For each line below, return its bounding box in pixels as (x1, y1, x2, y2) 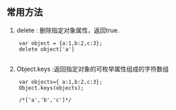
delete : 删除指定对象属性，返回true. (16, 26, 119, 34)
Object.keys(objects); (19, 85, 84, 91)
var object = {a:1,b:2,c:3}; (19, 40, 103, 47)
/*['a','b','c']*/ (19, 96, 72, 103)
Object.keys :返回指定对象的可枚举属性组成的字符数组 (16, 65, 169, 73)
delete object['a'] (19, 45, 75, 53)
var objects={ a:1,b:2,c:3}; (19, 78, 103, 85)
